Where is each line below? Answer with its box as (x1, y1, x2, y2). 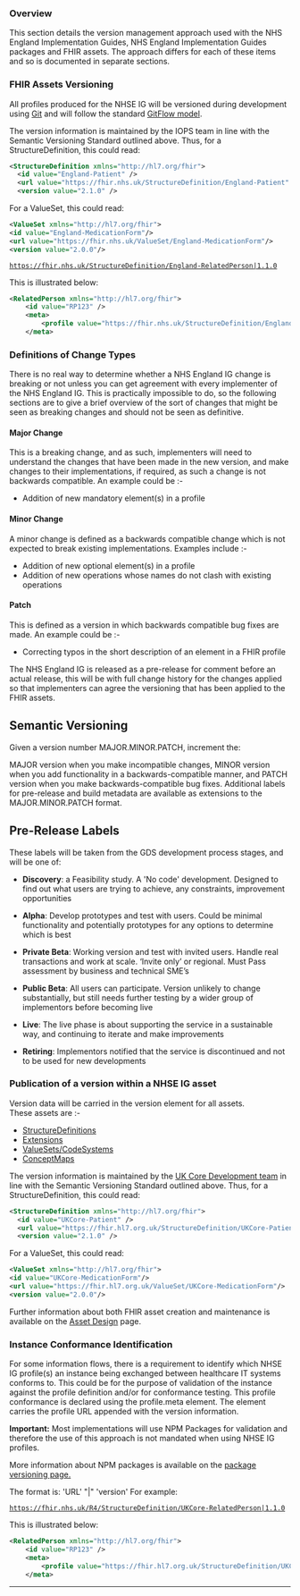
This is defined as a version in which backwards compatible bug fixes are (9, 620, 279, 630)
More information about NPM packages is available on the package (9, 1460, 257, 1471)
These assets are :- (9, 1107, 81, 1118)
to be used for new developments (21, 1055, 146, 1066)
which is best (21, 929, 71, 940)
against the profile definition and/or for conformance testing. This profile (9, 1387, 276, 1398)
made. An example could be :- (9, 629, 121, 639)
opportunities (21, 892, 72, 903)
